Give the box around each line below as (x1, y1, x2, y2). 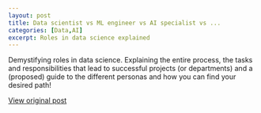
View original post (8, 96, 67, 105)
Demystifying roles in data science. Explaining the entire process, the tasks (8, 55, 253, 65)
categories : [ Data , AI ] (8, 26, 83, 34)
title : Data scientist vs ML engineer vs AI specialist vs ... (8, 19, 221, 27)
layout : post (8, 11, 51, 20)
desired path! (8, 81, 51, 90)
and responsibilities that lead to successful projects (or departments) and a (8, 64, 253, 73)
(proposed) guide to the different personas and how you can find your (8, 72, 236, 81)
